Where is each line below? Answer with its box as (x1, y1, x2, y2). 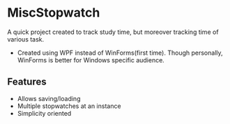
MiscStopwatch (7, 5, 100, 21)
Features (7, 76, 47, 88)
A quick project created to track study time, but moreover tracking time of (7, 28, 219, 36)
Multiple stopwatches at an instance (17, 102, 121, 110)
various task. (7, 35, 45, 43)
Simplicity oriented (17, 109, 72, 117)
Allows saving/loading (17, 94, 81, 103)
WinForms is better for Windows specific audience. (17, 55, 165, 64)
